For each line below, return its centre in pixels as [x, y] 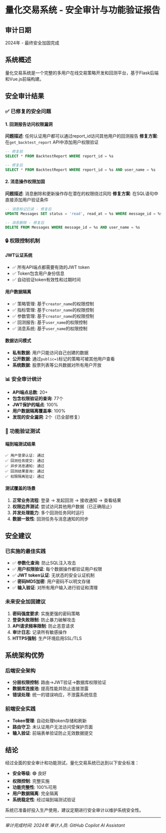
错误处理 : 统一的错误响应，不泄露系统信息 [55, 695]
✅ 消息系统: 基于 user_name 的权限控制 [50, 328]
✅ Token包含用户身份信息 [38, 273]
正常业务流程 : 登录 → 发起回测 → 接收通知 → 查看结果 [67, 500]
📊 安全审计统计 [23, 379]
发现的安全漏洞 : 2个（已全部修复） [47, 417]
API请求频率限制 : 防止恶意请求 [43, 626]
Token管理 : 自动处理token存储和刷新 [50, 721]
